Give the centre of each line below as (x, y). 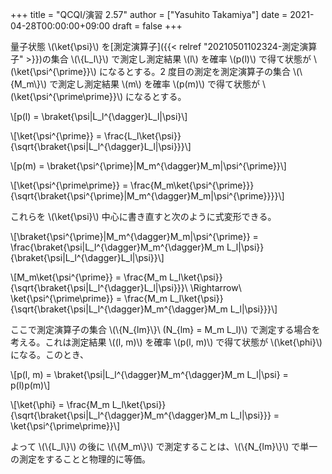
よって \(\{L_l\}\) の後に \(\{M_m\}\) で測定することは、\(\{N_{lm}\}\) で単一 (164, 446)
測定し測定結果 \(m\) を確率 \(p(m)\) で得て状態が (159, 84)
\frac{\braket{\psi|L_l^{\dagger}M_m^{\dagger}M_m (117, 247)
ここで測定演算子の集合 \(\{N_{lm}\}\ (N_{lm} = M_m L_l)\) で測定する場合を (165, 329)
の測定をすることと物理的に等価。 (80, 459)
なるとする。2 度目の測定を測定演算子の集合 (199, 71)
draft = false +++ (147, 26)
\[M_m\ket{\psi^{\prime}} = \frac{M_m (89, 277)
